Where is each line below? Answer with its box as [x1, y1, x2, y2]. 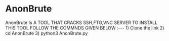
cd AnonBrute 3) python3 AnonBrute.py [5, 30, 88, 36]
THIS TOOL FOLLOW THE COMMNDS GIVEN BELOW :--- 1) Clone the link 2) [5, 24, 164, 30]
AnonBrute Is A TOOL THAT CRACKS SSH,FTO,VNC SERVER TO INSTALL [5, 19, 158, 25]
